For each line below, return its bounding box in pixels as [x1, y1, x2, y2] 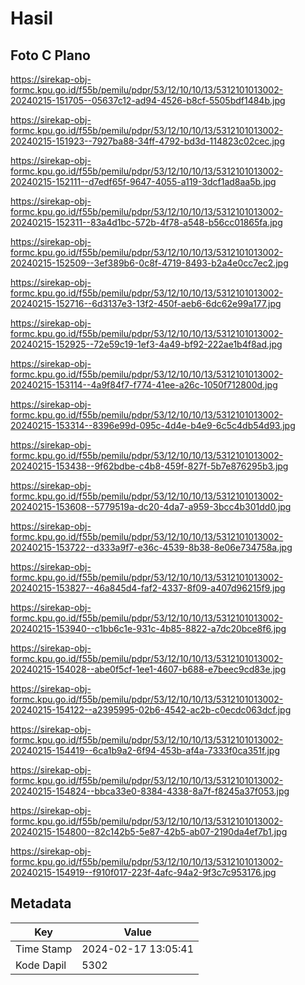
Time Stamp [15, 942, 73, 956]
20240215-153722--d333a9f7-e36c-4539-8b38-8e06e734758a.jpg [10, 542, 293, 553]
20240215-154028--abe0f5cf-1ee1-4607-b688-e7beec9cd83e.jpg [10, 663, 287, 675]
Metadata [10, 895, 72, 912]
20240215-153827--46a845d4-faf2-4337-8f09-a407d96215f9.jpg [10, 582, 286, 594]
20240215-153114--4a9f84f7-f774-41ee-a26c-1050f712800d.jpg [10, 379, 278, 391]
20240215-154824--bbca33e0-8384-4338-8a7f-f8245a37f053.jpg [10, 785, 290, 797]
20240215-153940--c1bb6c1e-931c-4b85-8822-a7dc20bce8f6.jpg [10, 623, 287, 634]
